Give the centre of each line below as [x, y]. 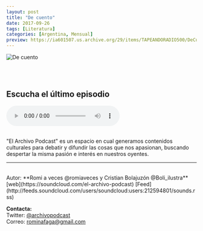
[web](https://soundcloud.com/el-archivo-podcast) [70, 184]
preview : [17, 40]
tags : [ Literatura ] [31, 29]
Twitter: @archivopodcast [38, 215]
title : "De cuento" [31, 18]
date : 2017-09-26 [28, 23]
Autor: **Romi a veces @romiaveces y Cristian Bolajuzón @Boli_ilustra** [97, 177]
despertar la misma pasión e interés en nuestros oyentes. [78, 154]
